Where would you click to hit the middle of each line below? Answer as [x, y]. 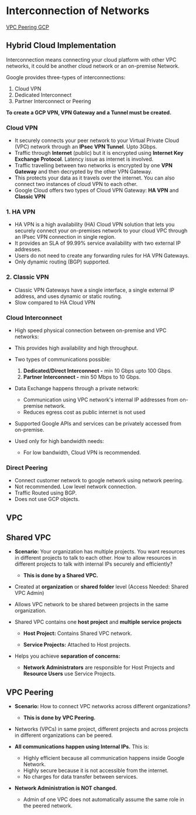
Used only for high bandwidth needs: [59, 441]
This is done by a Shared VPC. [61, 576]
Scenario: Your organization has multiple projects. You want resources [100, 552]
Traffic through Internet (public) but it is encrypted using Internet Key [99, 153]
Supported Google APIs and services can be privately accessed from [98, 423]
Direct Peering [27, 468]
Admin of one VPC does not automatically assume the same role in [104, 800]
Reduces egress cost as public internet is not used [84, 412]
